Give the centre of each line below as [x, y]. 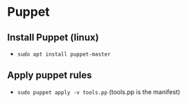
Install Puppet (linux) [53, 37]
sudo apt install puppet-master [64, 54]
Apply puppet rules [50, 75]
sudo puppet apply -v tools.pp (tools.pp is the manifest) [99, 92]
